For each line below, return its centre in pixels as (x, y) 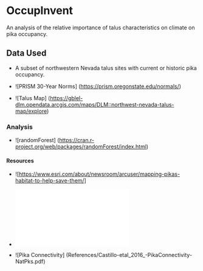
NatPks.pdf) (30, 262)
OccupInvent (40, 11)
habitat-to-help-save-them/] (50, 181)
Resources (20, 161)
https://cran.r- (77, 140)
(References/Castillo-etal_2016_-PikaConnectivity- (129, 255)
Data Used (26, 53)
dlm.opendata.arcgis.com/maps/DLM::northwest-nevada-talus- (95, 104)
